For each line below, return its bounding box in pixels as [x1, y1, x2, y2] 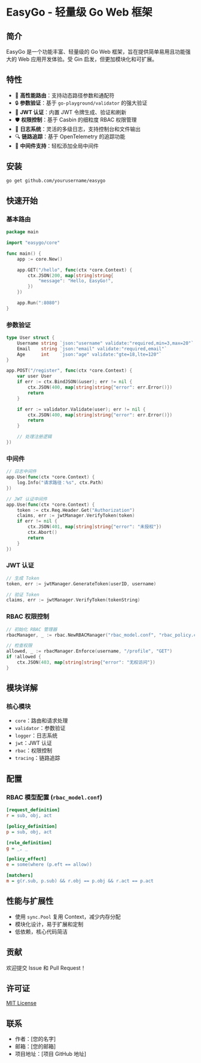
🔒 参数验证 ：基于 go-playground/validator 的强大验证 [14, 99, 148, 106]
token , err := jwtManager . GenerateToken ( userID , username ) [6, 581, 157, 587]
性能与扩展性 [6, 896, 54, 906]
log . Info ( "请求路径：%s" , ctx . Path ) [17, 479, 103, 486]
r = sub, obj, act [6, 812, 52, 818]
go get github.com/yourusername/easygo [6, 178, 106, 184]
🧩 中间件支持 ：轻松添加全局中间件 [14, 142, 99, 149]
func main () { [6, 251, 42, 256]
